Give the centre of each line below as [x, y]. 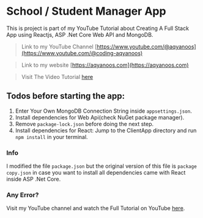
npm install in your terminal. [51, 137]
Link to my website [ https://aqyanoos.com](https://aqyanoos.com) [105, 65]
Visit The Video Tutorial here [57, 77]
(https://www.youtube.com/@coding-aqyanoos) [82, 53]
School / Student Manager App [86, 11]
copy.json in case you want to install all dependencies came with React [96, 173]
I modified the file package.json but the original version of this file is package [102, 166]
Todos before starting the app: [66, 96]
